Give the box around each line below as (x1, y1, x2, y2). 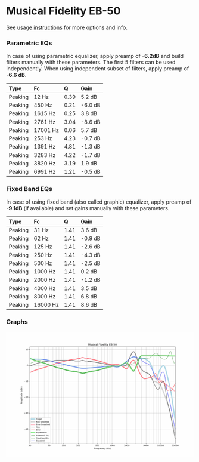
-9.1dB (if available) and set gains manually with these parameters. (6, 205, 170, 212)
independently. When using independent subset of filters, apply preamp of (6, 65, 189, 72)
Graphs (6, 318, 28, 326)
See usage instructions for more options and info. (6, 24, 128, 31)
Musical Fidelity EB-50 (6, 4, 121, 18)
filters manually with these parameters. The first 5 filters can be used (6, 58, 176, 66)
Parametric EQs (6, 39, 52, 47)
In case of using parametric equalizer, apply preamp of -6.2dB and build (6, 53, 184, 60)
